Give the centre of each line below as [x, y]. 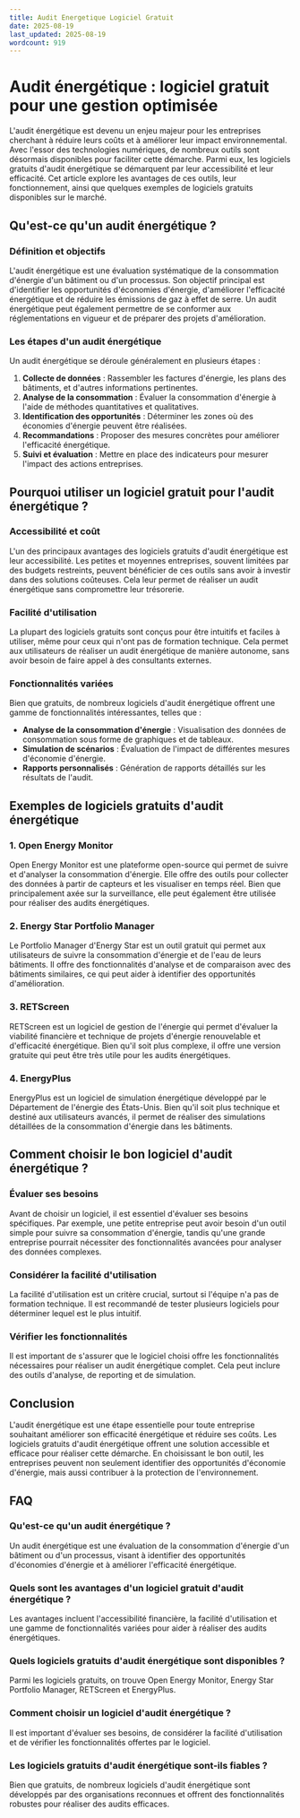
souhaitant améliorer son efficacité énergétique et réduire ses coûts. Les [143, 1435]
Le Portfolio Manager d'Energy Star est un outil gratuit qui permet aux [137, 945]
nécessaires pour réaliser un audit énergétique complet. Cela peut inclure [145, 1366]
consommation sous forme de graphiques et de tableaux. [128, 739]
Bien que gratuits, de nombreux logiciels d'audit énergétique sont [130, 1785]
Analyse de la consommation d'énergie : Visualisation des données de [154, 730]
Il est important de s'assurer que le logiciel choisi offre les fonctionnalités [144, 1356]
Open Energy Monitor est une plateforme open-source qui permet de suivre [149, 865]
